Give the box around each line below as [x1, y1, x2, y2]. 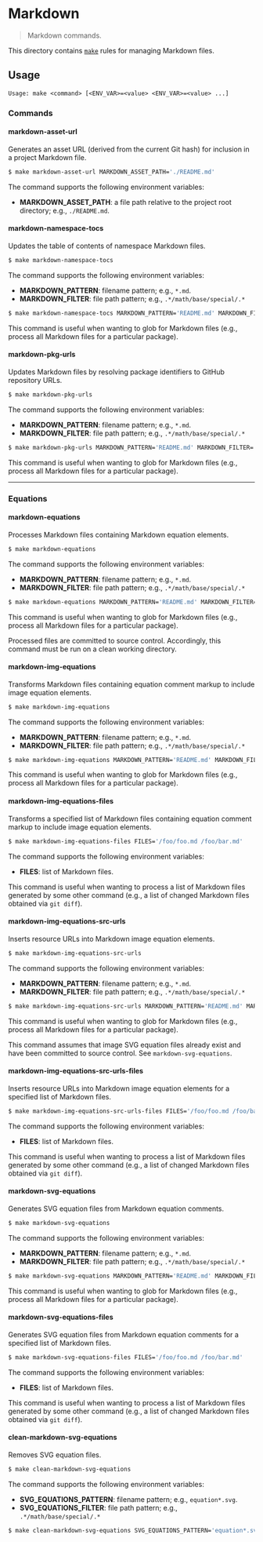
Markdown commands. [27, 31, 102, 40]
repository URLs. [8, 375, 63, 385]
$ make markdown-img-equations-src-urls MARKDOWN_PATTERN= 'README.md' [8, 1002, 243, 1010]
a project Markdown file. [8, 152, 87, 162]
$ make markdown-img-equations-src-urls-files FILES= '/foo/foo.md [8, 1107, 229, 1115]
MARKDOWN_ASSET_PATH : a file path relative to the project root [19, 197, 232, 206]
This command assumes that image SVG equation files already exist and [8, 1040, 241, 1049]
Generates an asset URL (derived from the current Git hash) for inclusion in [8, 144, 250, 154]
